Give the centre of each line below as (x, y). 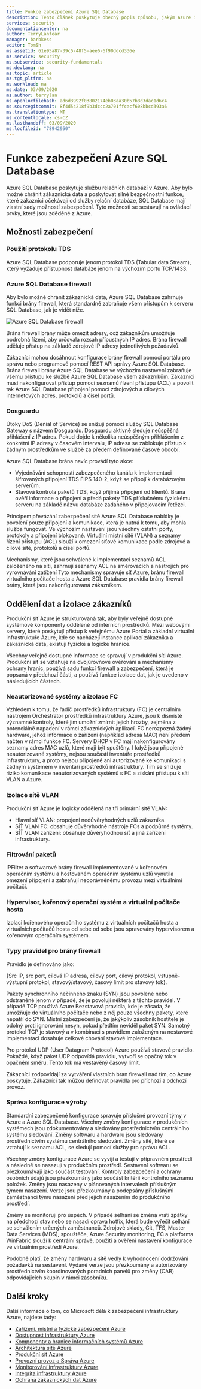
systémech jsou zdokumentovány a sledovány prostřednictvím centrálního (98, 1128)
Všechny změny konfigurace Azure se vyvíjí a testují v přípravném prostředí (99, 1159)
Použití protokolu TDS (39, 249)
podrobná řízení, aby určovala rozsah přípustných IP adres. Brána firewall (97, 339)
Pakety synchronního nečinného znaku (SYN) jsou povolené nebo (87, 994)
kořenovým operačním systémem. (48, 935)
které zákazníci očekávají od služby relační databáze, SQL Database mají (96, 200)
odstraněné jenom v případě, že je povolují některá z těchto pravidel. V (93, 1000)
